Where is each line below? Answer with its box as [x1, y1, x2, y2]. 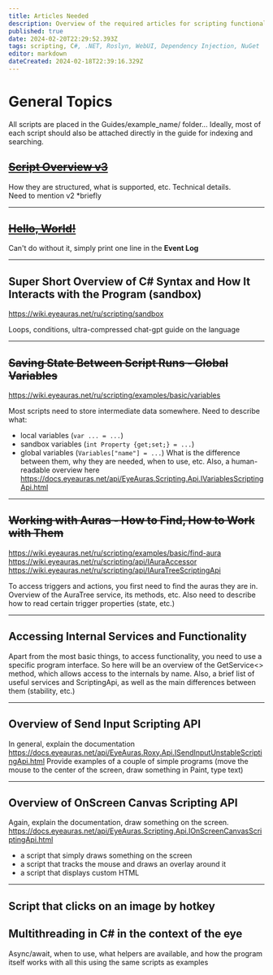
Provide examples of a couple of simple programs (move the [45, 756, 249, 766]
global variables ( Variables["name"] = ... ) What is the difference [19, 448, 240, 458]
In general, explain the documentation [8, 739, 136, 749]
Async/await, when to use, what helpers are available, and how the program [8, 948, 262, 958]
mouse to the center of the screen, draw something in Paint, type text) [8, 765, 244, 775]
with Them [8, 526, 64, 540]
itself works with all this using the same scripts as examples [8, 957, 209, 967]
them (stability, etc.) [8, 686, 76, 696]
